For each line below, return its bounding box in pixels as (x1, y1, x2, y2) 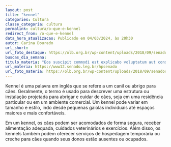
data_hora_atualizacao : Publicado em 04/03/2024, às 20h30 (5, 36, 133, 41)
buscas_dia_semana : (5, 54, 47, 60)
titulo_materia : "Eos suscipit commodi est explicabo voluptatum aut (5, 60, 156, 65)
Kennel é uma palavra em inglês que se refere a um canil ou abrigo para (5, 83, 156, 89)
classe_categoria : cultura (5, 21, 63, 27)
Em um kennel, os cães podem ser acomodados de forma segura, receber (5, 120, 161, 126)
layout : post (5, 7, 33, 13)
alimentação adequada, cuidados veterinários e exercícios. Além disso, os (5, 125, 161, 131)
